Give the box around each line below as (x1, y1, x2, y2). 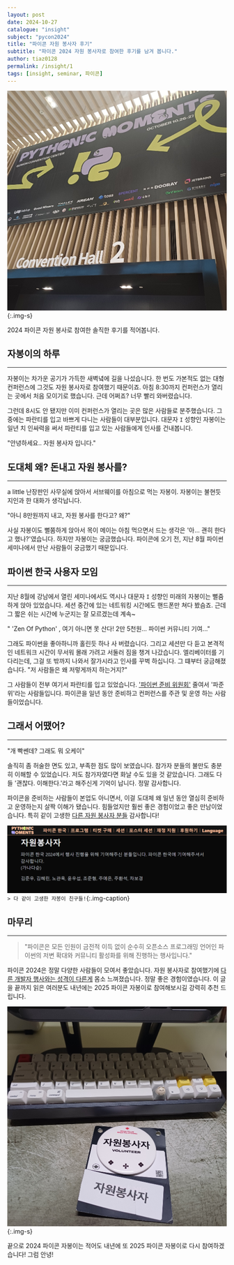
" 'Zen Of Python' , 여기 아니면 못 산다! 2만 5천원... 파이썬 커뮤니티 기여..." (7, 624, 210, 633)
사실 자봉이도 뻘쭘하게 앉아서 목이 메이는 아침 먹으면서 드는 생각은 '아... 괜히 (7, 526, 213, 534)
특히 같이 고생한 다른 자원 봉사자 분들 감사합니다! (27, 811, 159, 819)
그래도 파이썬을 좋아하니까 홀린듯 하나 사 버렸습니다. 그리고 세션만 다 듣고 (7, 639, 206, 648)
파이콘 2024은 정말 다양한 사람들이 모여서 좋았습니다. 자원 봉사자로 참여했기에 (7, 966, 219, 975)
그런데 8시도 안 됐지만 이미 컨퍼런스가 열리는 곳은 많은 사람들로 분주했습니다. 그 (7, 407, 223, 415)
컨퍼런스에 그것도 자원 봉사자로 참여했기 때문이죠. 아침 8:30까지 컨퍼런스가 (7, 383, 210, 391)
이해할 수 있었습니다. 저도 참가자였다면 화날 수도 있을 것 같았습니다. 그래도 (14, 770, 215, 778)
